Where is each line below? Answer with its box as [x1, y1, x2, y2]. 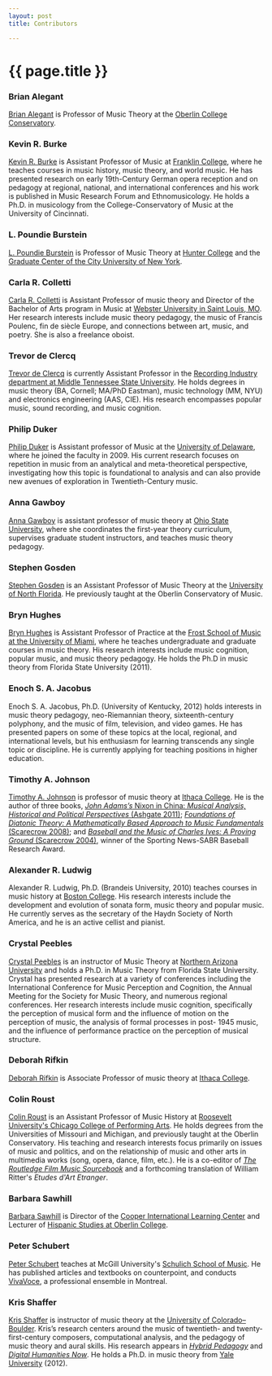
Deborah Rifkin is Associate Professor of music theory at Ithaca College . [8, 1073, 250, 1083]
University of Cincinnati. [8, 209, 89, 218]
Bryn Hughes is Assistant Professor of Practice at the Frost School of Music [8, 628, 261, 638]
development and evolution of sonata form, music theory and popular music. [8, 900, 265, 910]
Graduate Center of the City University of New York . [8, 256, 183, 266]
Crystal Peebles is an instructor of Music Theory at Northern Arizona [8, 956, 238, 966]
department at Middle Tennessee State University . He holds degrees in [8, 377, 245, 387]
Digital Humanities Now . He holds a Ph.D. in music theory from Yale [8, 1350, 234, 1360]
